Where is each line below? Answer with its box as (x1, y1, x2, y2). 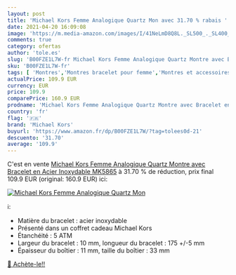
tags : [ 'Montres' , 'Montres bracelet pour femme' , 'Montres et (7, 69, 193, 76)
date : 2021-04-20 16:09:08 (7, 23, 86, 30)
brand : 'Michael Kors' (7, 121, 74, 128)
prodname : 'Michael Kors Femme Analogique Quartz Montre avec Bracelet (7, 102, 221, 109)
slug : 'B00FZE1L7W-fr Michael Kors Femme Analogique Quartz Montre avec (7, 56, 225, 63)
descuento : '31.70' (7, 134, 65, 141)
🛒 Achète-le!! (7, 260, 46, 269)
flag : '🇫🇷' (7, 114, 42, 121)
